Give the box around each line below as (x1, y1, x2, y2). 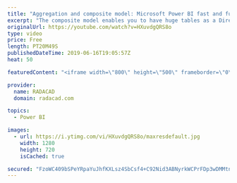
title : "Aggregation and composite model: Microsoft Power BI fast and (7, 10, 222, 18)
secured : (7, 165, 33, 172)
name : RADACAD (13, 88, 55, 95)
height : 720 (20, 146, 55, 153)
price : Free (7, 37, 42, 44)
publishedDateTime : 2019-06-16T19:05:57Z (7, 50, 131, 57)
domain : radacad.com (13, 94, 74, 102)
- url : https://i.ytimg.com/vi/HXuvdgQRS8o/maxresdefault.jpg (13, 133, 200, 140)
